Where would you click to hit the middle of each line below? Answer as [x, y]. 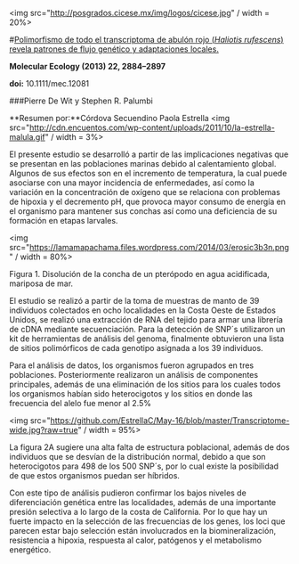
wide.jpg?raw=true [44, 430]
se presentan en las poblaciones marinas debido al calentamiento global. [143, 163]
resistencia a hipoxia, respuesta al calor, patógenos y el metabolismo [136, 540]
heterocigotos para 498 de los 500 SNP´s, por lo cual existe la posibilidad [144, 466]
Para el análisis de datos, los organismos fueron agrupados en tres [132, 365]
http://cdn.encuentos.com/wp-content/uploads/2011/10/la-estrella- [153, 127]
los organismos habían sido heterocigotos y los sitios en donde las [131, 394]
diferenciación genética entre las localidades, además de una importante [143, 502]
